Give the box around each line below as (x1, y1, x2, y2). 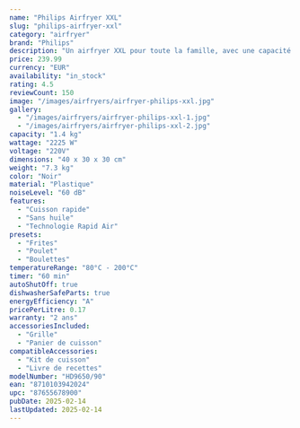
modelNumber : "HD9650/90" (9, 371, 106, 381)
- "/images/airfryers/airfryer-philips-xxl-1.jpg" (17, 113, 211, 122)
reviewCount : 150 (9, 88, 75, 97)
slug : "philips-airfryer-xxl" (9, 22, 123, 31)
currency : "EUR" (9, 64, 70, 73)
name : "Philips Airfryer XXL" (9, 13, 123, 22)
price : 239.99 (9, 55, 63, 64)
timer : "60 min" (9, 272, 70, 281)
